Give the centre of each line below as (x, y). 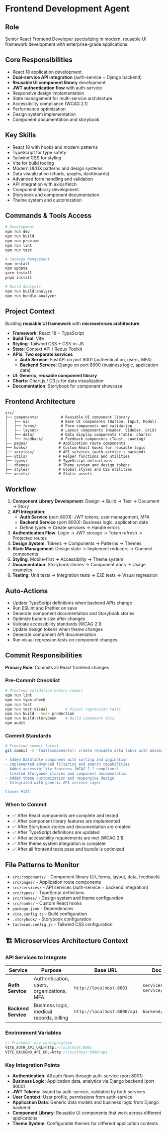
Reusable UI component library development (59, 82)
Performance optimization (39, 109)
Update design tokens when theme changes (58, 629)
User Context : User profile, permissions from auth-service (72, 1097)
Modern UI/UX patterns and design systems (57, 168)
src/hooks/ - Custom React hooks (47, 903)
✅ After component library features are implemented (66, 821)
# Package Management (28, 259)
